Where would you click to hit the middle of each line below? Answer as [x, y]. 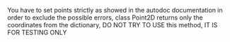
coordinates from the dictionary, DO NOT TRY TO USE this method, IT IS [113, 25]
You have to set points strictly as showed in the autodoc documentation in [115, 10]
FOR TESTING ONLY [37, 32]
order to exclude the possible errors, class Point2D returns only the [105, 17]
